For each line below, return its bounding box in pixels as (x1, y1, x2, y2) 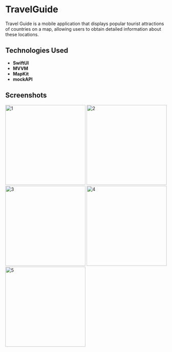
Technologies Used (5, 46, 68, 55)
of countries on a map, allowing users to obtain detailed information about (5, 26, 161, 32)
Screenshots (5, 91, 47, 100)
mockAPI (12, 76, 33, 82)
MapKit (12, 71, 29, 77)
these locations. (5, 31, 39, 37)
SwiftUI (12, 60, 29, 66)
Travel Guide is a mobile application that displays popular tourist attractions (5, 20, 164, 27)
